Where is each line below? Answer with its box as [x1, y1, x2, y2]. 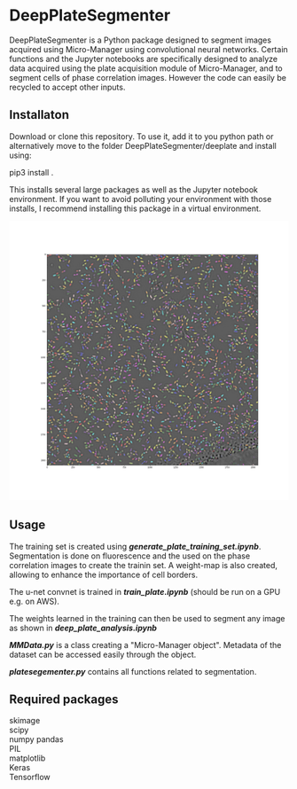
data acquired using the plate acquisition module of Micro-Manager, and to [9, 63, 283, 74]
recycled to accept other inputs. [9, 82, 126, 92]
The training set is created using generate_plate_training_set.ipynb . [9, 541, 262, 551]
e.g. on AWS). [9, 596, 60, 606]
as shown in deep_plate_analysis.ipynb [9, 622, 158, 633]
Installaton [9, 107, 69, 122]
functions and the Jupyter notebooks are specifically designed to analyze [9, 53, 277, 64]
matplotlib [9, 753, 46, 763]
